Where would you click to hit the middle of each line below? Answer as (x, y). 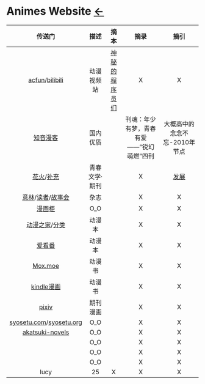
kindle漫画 (46, 287)
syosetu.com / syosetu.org (46, 322)
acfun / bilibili (46, 79)
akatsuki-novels (46, 332)
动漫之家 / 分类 (46, 224)
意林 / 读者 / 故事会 (46, 197)
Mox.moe (46, 265)
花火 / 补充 (46, 177)
